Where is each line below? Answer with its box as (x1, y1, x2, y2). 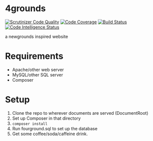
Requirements (5, 51, 64, 62)
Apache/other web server (12, 67, 65, 72)
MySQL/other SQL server (12, 71, 64, 78)
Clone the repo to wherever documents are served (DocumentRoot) (12, 110, 149, 116)
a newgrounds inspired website (5, 34, 68, 39)
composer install (12, 121, 48, 126)
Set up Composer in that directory (12, 115, 81, 121)
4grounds (5, 3, 46, 14)
